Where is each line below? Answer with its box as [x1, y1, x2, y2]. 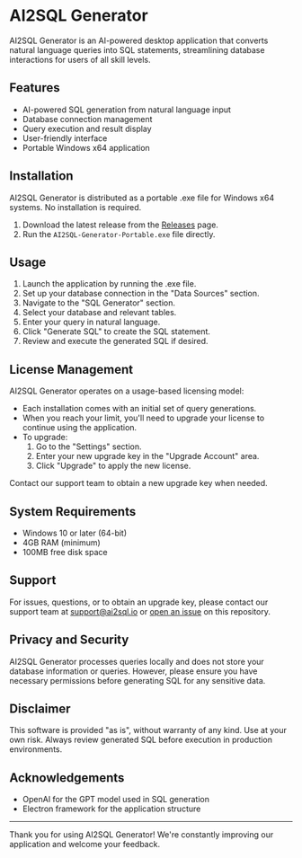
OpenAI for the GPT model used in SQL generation [22, 794, 209, 805]
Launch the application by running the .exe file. [22, 279, 197, 289]
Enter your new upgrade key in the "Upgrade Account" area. [35, 451, 260, 462]
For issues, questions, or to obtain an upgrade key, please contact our [9, 597, 269, 607]
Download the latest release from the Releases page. [22, 219, 218, 230]
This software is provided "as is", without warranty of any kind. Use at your [9, 725, 288, 736]
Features [9, 80, 60, 95]
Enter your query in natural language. [22, 316, 161, 328]
